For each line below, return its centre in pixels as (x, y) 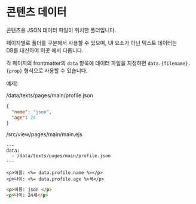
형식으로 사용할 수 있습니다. (56, 70)
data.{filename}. (169, 64)
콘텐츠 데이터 (36, 12)
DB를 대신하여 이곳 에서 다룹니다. (45, 50)
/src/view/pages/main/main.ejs (44, 134)
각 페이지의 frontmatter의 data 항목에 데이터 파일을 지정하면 (76, 63)
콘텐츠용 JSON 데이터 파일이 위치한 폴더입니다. (61, 30)
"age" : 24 (24, 118)
